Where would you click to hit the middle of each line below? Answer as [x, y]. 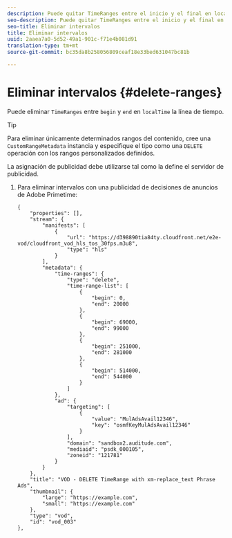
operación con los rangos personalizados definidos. [81, 153]
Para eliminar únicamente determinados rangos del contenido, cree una [109, 138]
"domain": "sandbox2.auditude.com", [119, 443]
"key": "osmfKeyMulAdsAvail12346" [141, 425]
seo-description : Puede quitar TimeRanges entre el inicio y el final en [116, 20]
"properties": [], [56, 213]
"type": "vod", [52, 516]
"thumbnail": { [52, 492]
